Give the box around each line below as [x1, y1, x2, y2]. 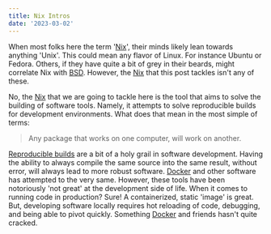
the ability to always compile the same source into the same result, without [8, 157, 257, 167]
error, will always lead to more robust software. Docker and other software [8, 166, 256, 176]
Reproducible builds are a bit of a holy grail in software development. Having [8, 149, 264, 159]
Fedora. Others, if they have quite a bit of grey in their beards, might [8, 58, 235, 69]
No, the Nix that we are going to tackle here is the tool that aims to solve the [8, 91, 261, 101]
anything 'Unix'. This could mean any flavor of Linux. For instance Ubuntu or [8, 50, 262, 60]
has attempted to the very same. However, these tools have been [8, 175, 225, 185]
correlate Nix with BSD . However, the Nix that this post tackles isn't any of [8, 67, 255, 77]
